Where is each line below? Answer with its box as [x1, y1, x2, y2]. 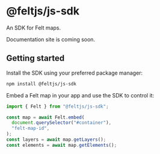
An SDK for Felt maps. [6, 24, 61, 31]
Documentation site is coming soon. [6, 35, 95, 43]
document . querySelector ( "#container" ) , [11, 120, 112, 126]
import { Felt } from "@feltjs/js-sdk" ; [6, 103, 109, 109]
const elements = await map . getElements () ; [6, 142, 117, 148]
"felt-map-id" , [11, 125, 50, 132]
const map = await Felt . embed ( [6, 114, 85, 120]
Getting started [6, 53, 65, 64]
